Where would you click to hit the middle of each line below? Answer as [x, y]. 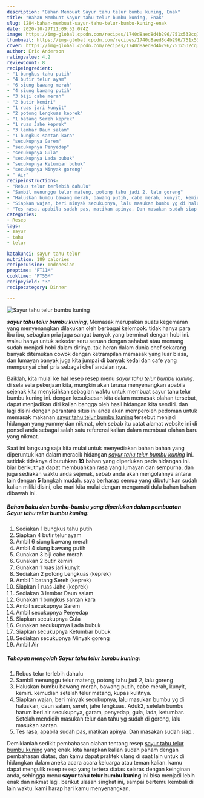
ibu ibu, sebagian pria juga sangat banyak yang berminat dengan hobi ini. [98, 334]
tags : [14, 226]
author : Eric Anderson [35, 51]
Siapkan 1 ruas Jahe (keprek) [52, 586]
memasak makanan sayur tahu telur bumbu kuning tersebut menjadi [92, 417]
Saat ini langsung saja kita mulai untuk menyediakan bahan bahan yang [96, 448]
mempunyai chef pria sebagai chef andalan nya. [67, 366]
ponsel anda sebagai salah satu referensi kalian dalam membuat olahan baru [102, 430]
